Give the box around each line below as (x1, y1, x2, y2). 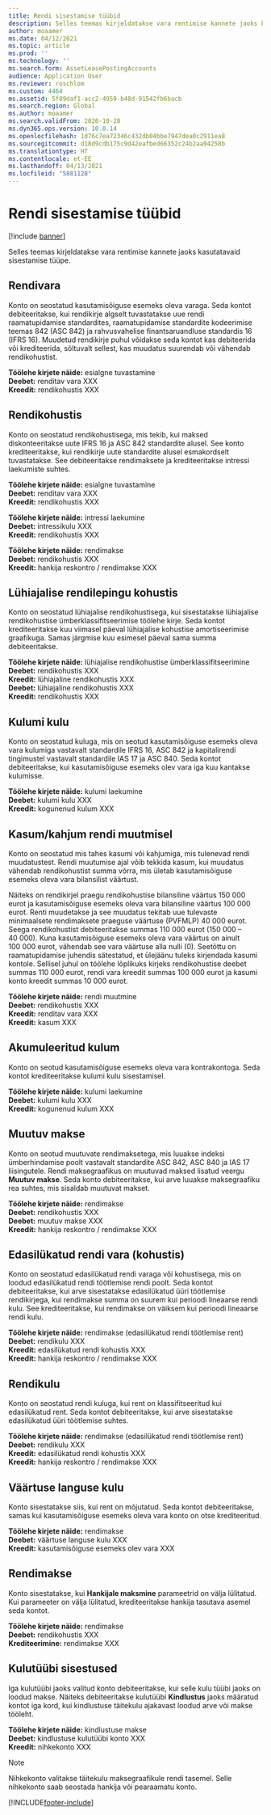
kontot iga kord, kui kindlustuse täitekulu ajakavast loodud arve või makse (8, 1700, 253, 1710)
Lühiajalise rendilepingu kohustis (8, 585, 179, 599)
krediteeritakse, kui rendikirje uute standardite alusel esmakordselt (8, 446, 230, 457)
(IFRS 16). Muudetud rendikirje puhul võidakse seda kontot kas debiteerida (8, 335, 256, 344)
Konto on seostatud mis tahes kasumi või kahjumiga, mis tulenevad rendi (8, 849, 250, 858)
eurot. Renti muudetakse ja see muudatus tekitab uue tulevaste (8, 907, 218, 917)
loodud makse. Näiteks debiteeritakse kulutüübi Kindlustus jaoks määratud (8, 1691, 259, 1702)
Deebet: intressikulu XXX (8, 521, 93, 530)
